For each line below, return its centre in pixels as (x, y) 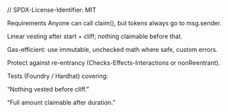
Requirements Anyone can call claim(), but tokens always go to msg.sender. (114, 23)
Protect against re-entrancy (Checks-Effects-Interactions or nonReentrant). (114, 63)
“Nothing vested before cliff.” (48, 89)
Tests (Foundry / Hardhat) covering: (58, 76)
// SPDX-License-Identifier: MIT (52, 10)
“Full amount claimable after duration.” (61, 102)
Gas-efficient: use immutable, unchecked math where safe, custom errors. (113, 50)
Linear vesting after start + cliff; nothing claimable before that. (95, 36)
